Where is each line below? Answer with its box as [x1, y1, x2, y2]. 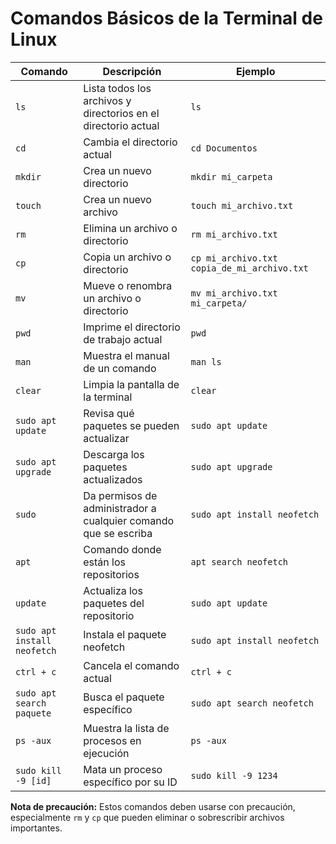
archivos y [83, 93, 132, 107]
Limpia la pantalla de [83, 377, 180, 391]
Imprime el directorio [83, 320, 181, 334]
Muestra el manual [83, 348, 170, 362]
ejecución [83, 746, 130, 760]
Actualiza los [83, 583, 143, 597]
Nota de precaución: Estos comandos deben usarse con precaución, [10, 800, 296, 812]
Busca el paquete [83, 690, 165, 704]
